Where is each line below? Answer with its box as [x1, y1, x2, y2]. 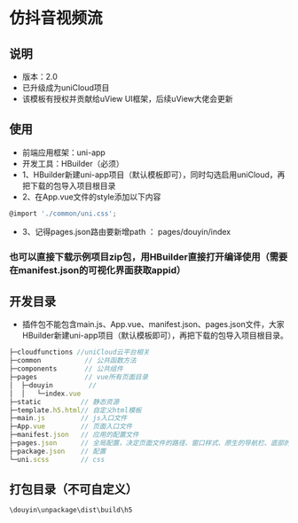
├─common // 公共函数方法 [9, 356, 137, 365]
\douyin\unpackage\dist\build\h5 [9, 506, 133, 515]
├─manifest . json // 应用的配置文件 [9, 431, 139, 440]
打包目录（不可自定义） [9, 482, 137, 497]
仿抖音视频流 [9, 8, 104, 28]
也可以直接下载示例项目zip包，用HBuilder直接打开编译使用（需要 [9, 250, 288, 262]
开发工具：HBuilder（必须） [21, 158, 124, 168]
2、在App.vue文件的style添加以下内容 [21, 191, 161, 202]
